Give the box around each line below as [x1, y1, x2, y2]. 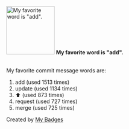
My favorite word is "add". [55, 49, 124, 56]
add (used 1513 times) [14, 78, 70, 86]
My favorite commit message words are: [6, 67, 107, 74]
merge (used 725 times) [14, 104, 75, 111]
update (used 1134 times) [14, 85, 78, 92]
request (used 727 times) [14, 98, 78, 105]
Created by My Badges [6, 116, 63, 123]
